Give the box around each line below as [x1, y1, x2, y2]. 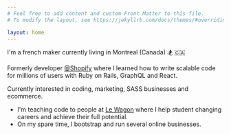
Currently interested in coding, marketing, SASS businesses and [7, 85, 189, 93]
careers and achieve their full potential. [16, 113, 129, 121]
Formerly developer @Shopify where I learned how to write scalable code [7, 64, 216, 72]
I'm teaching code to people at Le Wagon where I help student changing [16, 105, 222, 114]
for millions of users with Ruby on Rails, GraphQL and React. [7, 72, 177, 80]
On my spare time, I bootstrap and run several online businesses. [16, 120, 201, 128]
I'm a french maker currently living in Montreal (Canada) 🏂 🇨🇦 [7, 48, 186, 56]
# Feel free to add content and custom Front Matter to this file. [7, 10, 205, 17]
